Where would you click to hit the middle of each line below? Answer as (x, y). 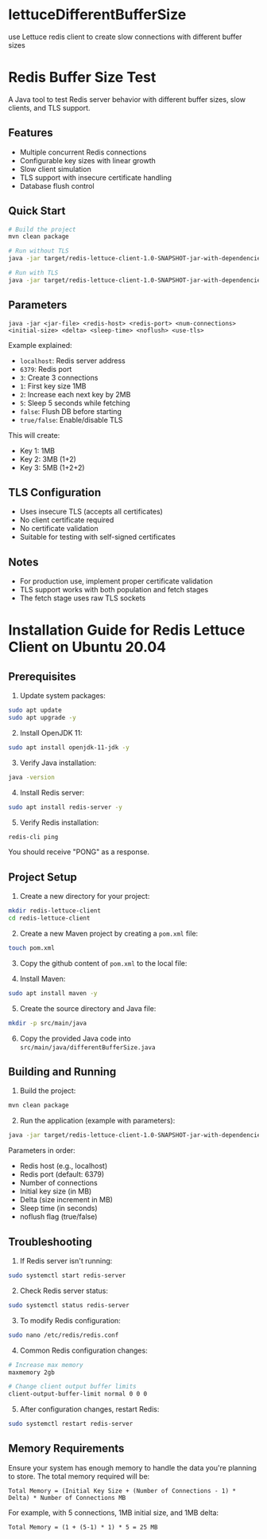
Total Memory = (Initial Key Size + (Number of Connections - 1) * (122, 1490)
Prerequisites (42, 676)
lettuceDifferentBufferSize (97, 15)
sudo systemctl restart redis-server (71, 1424)
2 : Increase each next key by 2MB (75, 394)
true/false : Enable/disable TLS (71, 420)
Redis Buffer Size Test (82, 78)
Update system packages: (62, 696)
